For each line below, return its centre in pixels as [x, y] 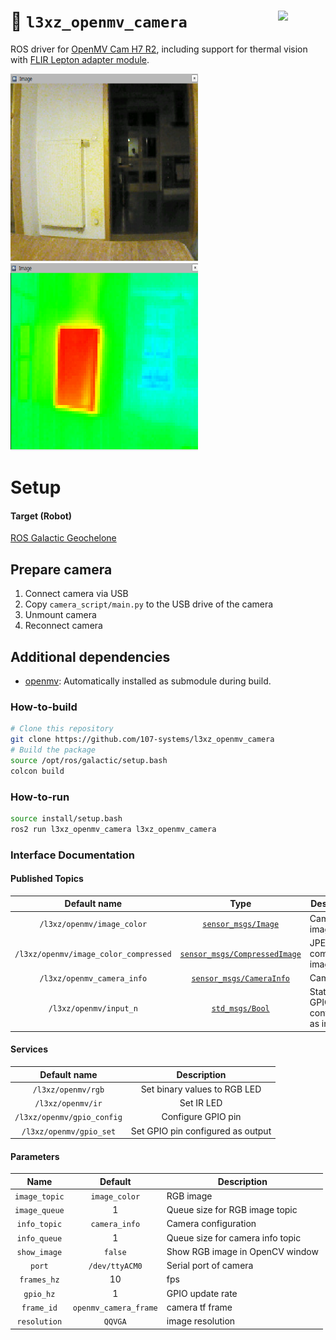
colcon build [37, 771]
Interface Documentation [72, 855]
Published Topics [47, 879]
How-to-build [44, 707]
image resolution [201, 1321]
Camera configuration [211, 1224]
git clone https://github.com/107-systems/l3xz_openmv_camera [142, 740]
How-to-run [40, 797]
